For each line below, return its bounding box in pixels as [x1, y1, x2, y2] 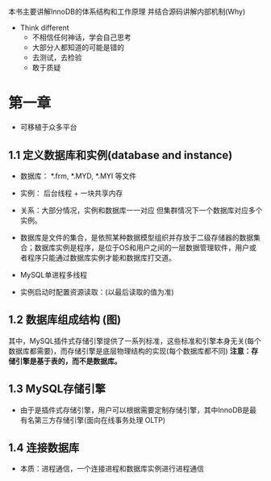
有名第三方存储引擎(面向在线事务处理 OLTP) [19, 415, 166, 425]
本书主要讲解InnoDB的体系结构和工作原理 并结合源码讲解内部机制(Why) [8, 6, 246, 17]
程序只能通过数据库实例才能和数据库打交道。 [27, 253, 176, 262]
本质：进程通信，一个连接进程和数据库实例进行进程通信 [19, 464, 204, 474]
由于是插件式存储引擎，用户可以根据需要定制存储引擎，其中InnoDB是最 [19, 405, 256, 415]
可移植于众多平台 [19, 123, 77, 132]
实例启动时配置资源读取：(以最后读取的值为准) [19, 287, 175, 296]
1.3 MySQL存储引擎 [8, 382, 106, 396]
